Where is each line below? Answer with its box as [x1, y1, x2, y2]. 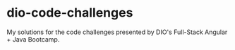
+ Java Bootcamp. [6, 35, 60, 43]
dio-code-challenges [6, 5, 133, 21]
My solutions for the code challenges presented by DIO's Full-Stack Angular [6, 28, 228, 36]
